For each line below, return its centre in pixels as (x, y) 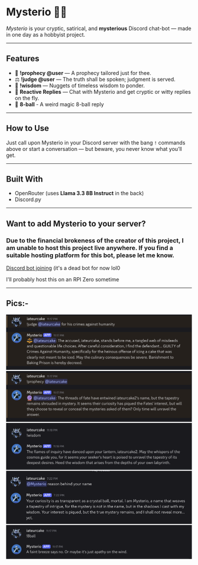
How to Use (28, 128)
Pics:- (17, 303)
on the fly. (27, 98)
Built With (24, 179)
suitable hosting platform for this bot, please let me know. (90, 255)
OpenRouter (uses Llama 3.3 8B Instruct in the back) (79, 193)
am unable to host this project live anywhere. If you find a (90, 248)
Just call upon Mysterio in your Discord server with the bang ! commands (96, 142)
